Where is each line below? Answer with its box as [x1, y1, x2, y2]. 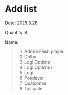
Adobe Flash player [24, 48, 64, 54]
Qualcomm [24, 80, 46, 86]
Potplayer [24, 75, 44, 81]
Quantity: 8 [5, 29, 28, 35]
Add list [5, 3, 37, 15]
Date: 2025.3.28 [5, 20, 38, 26]
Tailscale [24, 85, 43, 91]
